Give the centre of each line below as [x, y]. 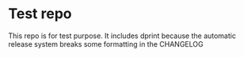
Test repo [40, 14]
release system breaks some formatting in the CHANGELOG [106, 44]
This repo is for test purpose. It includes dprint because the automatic [122, 36]
